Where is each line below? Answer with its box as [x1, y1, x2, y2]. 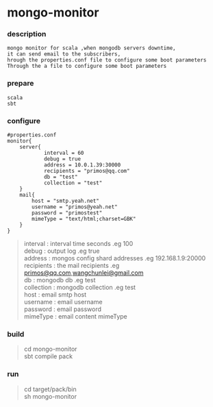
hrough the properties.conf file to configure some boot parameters [7, 57, 207, 64]
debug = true [43, 156, 81, 162]
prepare [7, 79, 34, 88]
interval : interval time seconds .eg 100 [23, 240, 134, 248]
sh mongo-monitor [23, 392, 77, 400]
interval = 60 [43, 149, 84, 157]
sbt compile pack [23, 352, 73, 360]
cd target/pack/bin [23, 385, 77, 393]
